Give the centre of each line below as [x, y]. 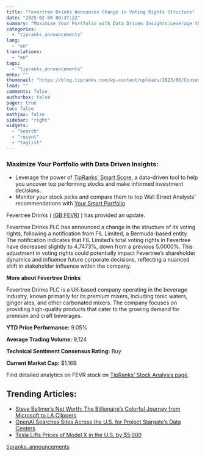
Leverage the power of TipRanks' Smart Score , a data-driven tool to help [106, 177]
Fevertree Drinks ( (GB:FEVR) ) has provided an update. [76, 215]
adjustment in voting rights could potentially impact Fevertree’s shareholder [101, 253]
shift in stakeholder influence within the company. [69, 266]
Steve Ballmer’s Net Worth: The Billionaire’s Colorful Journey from [98, 409]
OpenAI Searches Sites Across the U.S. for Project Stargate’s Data [98, 422]
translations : [24, 52]
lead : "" [17, 86]
